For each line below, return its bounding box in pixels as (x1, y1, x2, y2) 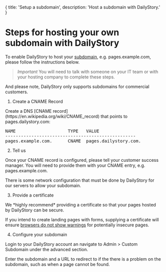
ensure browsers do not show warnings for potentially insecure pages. (5, 222, 150, 228)
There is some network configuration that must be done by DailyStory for (5, 177, 155, 183)
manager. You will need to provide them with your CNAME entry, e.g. (5, 162, 145, 168)
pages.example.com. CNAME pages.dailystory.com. (5, 138, 141, 143)
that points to (101, 113, 128, 119)
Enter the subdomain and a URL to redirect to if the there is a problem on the (5, 256, 161, 262)
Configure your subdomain (12, 231, 67, 237)
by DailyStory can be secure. (5, 207, 64, 213)
